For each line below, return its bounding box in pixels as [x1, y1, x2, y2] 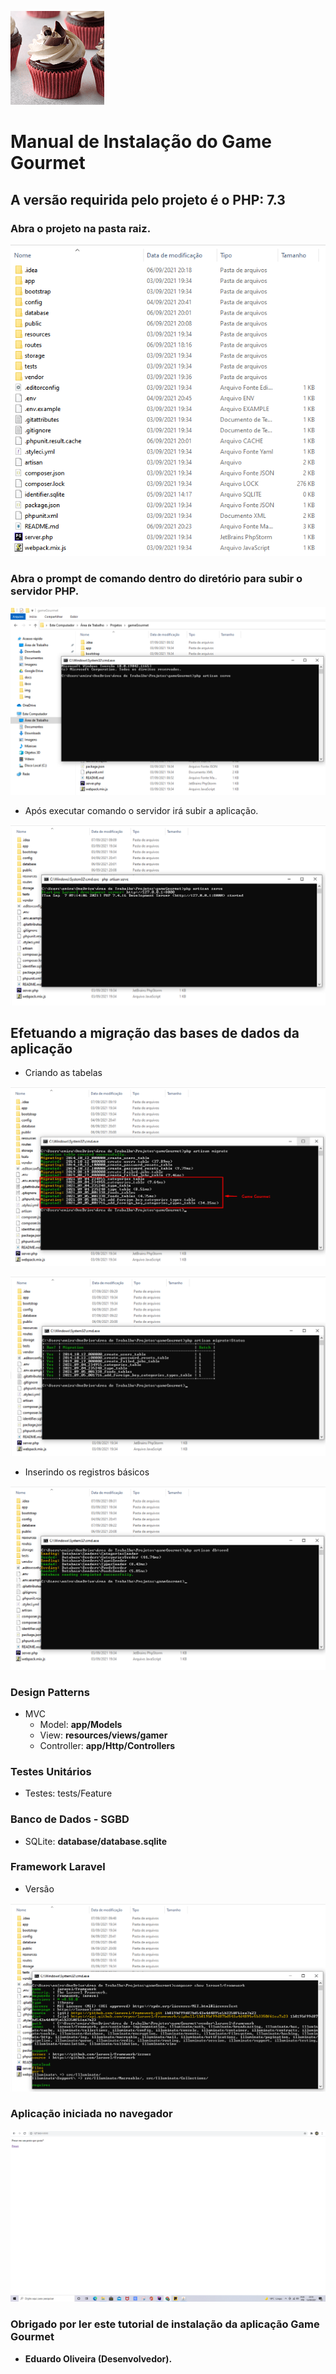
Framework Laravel [10, 1860, 106, 1874]
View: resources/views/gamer [39, 1729, 168, 1741]
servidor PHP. [10, 584, 80, 598]
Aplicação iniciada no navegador [10, 2107, 173, 2121]
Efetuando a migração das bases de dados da [10, 1025, 300, 1042]
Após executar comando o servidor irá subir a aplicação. [24, 804, 259, 816]
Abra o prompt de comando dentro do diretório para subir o [10, 572, 303, 586]
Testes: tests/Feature [24, 1787, 113, 1800]
